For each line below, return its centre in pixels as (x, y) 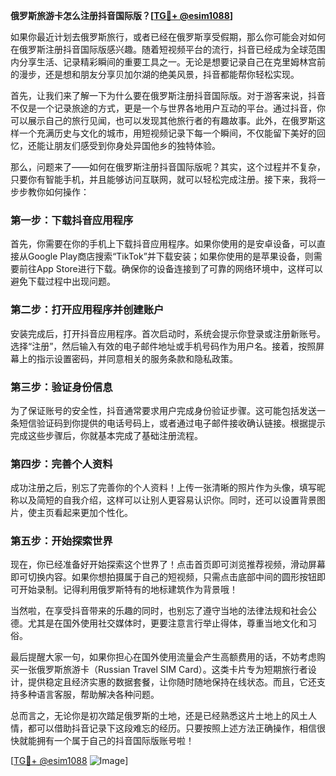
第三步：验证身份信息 (61, 387)
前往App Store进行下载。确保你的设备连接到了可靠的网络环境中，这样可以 (170, 269)
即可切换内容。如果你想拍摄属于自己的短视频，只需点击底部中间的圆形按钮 (163, 577)
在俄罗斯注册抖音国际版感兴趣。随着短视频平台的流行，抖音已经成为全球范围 (168, 49)
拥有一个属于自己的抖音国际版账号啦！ (115, 741)
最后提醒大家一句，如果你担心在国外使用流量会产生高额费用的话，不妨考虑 (163, 657)
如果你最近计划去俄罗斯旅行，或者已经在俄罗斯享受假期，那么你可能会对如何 (168, 37)
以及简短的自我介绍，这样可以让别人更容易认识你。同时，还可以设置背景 (167, 500)
